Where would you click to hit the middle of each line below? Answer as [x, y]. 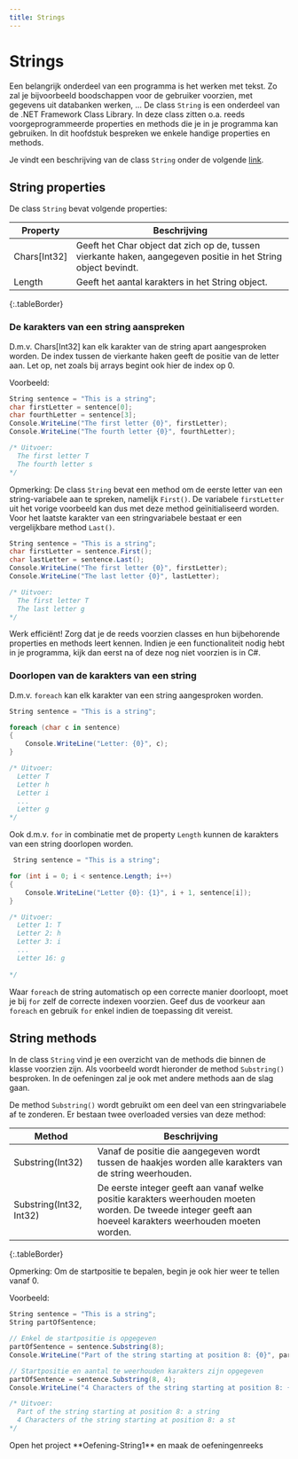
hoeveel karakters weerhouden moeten [179, 1221]
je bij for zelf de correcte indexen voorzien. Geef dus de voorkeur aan [137, 1001]
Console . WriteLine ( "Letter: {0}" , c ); [97, 744]
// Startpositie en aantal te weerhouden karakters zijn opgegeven [137, 1371]
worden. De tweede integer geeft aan [175, 1210]
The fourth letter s [55, 464]
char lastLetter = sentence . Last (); [77, 560]
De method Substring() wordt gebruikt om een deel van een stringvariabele [148, 1105]
